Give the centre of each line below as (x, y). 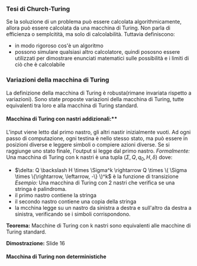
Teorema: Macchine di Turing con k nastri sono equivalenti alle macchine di (98, 225)
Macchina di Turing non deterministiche (56, 257)
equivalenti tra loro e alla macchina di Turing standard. (72, 105)
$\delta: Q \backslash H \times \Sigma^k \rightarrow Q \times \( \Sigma (101, 170)
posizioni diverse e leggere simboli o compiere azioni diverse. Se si (88, 144)
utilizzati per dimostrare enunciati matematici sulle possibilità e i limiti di (102, 59)
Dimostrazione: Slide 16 (35, 243)
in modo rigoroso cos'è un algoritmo (59, 46)
